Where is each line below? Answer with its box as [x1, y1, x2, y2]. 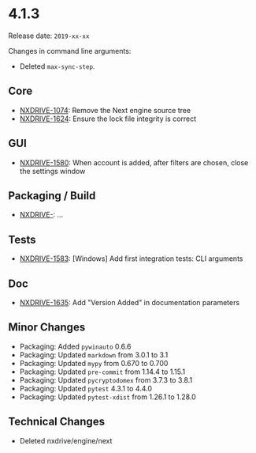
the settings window [19, 166, 86, 176]
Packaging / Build [8, 189, 96, 202]
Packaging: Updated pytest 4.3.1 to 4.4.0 [19, 383, 152, 393]
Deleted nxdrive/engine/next [19, 436, 113, 445]
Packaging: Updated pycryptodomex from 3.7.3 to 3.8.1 [19, 375, 193, 384]
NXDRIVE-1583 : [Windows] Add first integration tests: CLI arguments [19, 254, 243, 263]
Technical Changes [8, 415, 105, 428]
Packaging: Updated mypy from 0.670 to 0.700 [19, 358, 169, 368]
